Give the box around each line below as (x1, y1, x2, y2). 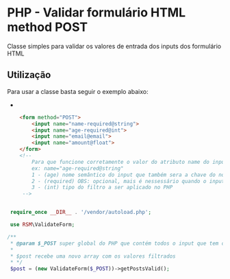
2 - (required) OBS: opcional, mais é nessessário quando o (31, 178, 207, 184)
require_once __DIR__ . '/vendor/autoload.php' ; (10, 209, 152, 216)
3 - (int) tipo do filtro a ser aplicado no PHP (31, 184, 173, 191)
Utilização (7, 69, 51, 81)
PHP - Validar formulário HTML (7, 5, 186, 21)
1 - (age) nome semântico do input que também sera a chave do (31, 171, 216, 178)
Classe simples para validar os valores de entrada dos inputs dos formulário (7, 42, 221, 50)
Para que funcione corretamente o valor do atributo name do (31, 158, 210, 165)
